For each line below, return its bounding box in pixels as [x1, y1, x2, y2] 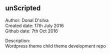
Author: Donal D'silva [5, 17, 49, 23]
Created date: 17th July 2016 [5, 22, 64, 28]
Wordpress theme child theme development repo [5, 42, 106, 49]
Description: [5, 37, 30, 43]
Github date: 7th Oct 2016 [5, 27, 58, 34]
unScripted [5, 4, 41, 12]
